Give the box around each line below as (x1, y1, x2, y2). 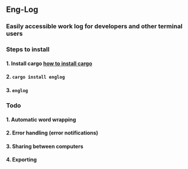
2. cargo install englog (6, 73, 65, 80)
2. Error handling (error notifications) (6, 129, 99, 137)
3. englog (6, 87, 28, 94)
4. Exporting (6, 156, 37, 163)
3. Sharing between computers (6, 143, 83, 150)
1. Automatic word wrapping (6, 116, 76, 123)
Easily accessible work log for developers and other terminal (6, 22, 183, 31)
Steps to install (6, 45, 50, 53)
